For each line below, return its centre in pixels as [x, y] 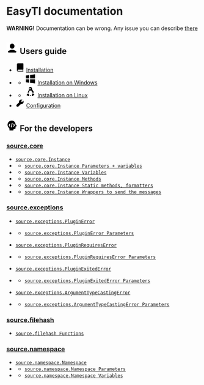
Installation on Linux [63, 95]
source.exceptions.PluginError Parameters [79, 233]
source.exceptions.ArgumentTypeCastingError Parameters [97, 304]
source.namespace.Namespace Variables [74, 376]
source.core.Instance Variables [65, 173]
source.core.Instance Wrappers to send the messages [93, 192]
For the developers [56, 129]
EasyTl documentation [65, 11]
